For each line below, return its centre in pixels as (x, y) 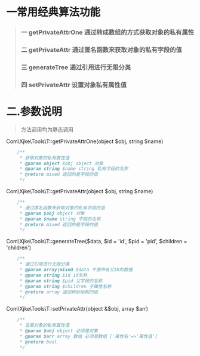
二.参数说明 (34, 112)
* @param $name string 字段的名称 (60, 219)
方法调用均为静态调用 (47, 129)
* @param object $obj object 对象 (61, 163)
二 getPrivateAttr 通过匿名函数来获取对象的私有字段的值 (101, 50)
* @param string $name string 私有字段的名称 (74, 169)
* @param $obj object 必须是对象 (59, 331)
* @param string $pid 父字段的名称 (61, 281)
